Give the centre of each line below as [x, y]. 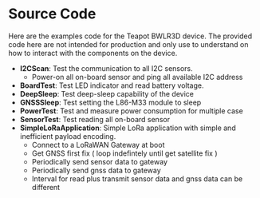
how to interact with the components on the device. [93, 53]
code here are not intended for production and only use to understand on [128, 44]
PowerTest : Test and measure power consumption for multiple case [131, 111]
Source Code [52, 14]
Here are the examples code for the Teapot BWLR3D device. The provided [130, 36]
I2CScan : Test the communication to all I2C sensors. [106, 68]
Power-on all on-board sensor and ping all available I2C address [137, 77]
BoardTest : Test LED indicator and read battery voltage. [112, 85]
